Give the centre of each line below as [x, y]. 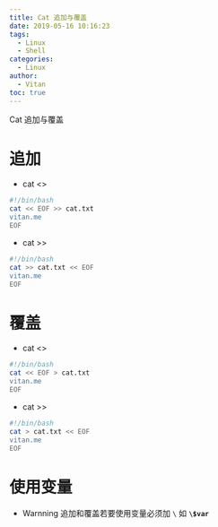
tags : [19, 34]
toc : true [28, 92]
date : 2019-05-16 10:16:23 [60, 26]
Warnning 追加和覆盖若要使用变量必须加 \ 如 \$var [115, 514]
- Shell [32, 51]
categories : [31, 59]
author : [24, 76]
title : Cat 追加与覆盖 [48, 17]
